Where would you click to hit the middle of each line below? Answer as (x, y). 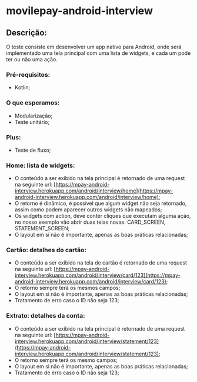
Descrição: (26, 33)
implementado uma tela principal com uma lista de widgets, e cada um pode (98, 53)
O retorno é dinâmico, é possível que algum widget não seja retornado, (101, 203)
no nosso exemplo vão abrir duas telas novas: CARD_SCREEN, (90, 222)
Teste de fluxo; (33, 150)
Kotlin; (22, 87)
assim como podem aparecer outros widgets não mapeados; (88, 210)
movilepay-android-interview (79, 11)
